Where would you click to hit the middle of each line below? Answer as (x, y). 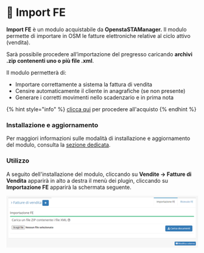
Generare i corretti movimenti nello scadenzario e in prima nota (94, 97)
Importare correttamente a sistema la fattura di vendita (83, 84)
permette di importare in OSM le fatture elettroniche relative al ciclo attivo (98, 35)
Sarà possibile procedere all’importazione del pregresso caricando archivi (100, 54)
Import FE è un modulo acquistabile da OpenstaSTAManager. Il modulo (97, 29)
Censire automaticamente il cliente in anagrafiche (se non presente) (100, 90)
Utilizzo (18, 161)
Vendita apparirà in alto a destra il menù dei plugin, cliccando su (87, 180)
